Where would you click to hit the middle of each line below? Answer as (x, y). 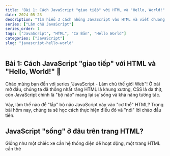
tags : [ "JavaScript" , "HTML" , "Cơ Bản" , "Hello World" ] (66, 34)
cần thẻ (13, 149)
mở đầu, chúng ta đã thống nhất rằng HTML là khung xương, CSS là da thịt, (84, 89)
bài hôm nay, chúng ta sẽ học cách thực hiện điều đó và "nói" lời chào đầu (83, 110)
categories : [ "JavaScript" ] (35, 39)
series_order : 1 (22, 29)
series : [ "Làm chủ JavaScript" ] (39, 24)
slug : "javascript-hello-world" (39, 43)
